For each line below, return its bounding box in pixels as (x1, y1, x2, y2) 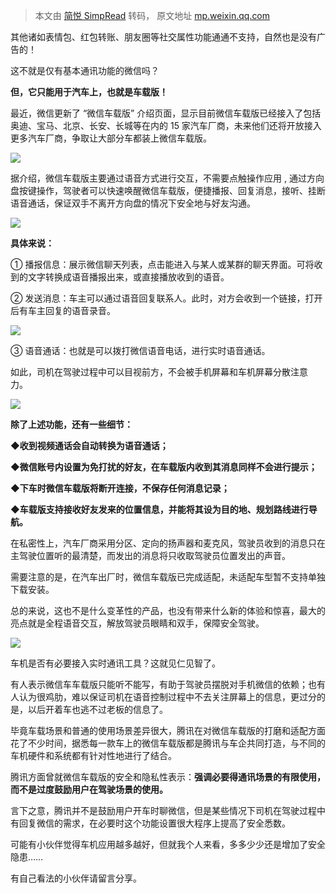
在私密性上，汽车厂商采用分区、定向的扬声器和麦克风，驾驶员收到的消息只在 (10, 537, 326, 549)
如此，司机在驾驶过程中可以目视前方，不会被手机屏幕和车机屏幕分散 (10, 366, 291, 378)
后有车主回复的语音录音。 (10, 305, 116, 316)
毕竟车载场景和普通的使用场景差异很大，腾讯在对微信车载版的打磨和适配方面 (10, 725, 326, 736)
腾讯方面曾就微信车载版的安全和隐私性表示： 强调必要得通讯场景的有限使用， (10, 771, 326, 783)
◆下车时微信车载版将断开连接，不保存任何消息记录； (10, 482, 230, 494)
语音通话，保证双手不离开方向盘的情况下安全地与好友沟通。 (10, 197, 256, 209)
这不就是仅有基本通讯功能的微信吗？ (10, 65, 160, 76)
